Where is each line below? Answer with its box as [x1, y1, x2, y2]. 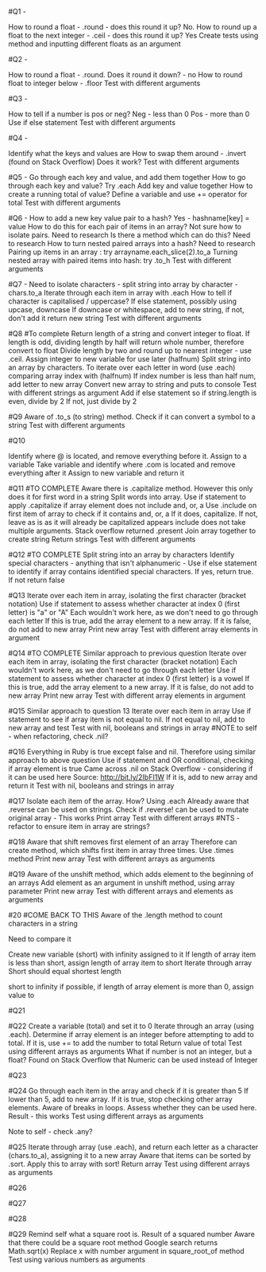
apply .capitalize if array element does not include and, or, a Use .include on [8, 501, 257, 510]
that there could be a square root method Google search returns [8, 1238, 218, 1247]
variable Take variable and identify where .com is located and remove [8, 460, 236, 469]
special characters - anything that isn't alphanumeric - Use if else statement [8, 558, 257, 568]
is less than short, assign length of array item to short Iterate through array [8, 958, 253, 967]
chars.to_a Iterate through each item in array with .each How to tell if [8, 288, 233, 297]
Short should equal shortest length [8, 967, 121, 976]
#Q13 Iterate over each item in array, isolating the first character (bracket [8, 591, 246, 600]
